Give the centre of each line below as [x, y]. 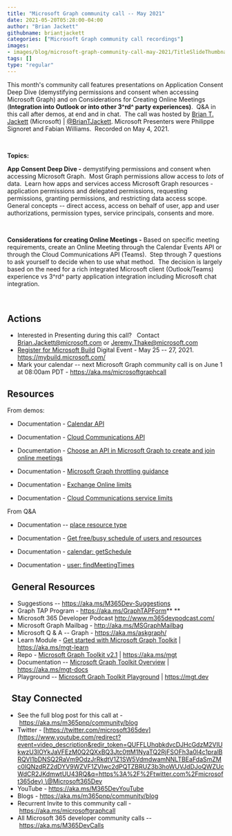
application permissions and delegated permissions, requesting [97, 191]
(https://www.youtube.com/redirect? [69, 737]
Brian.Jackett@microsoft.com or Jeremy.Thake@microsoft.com [107, 343]
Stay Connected [47, 699]
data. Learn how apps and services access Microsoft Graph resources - [110, 183]
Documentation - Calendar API [61, 424]
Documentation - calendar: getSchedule [74, 552]
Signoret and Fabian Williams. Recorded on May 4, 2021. [88, 129]
